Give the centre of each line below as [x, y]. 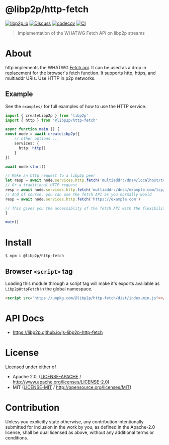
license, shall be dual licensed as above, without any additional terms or [80, 432]
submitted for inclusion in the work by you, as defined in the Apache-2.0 [80, 427]
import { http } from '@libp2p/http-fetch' [52, 120]
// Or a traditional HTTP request [41, 185]
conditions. [17, 437]
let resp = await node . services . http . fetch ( [53, 180]
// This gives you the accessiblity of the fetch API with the [73, 208]
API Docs [25, 318]
